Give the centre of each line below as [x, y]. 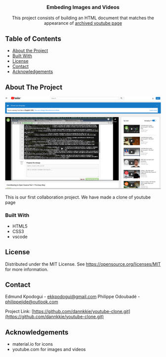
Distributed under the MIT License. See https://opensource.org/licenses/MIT [83, 264]
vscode [20, 237]
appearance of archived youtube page [83, 23]
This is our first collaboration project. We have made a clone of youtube [78, 197]
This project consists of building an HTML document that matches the [83, 18]
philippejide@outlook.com [32, 302]
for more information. [27, 269]
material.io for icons [33, 344]
